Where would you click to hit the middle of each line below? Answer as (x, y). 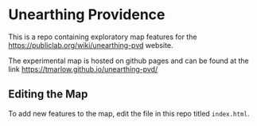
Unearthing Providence (87, 15)
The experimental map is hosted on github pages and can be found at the (128, 61)
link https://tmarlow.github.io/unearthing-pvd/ (83, 69)
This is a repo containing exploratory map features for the (103, 37)
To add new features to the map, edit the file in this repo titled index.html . (129, 113)
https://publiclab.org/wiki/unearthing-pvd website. (91, 45)
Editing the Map (48, 94)
